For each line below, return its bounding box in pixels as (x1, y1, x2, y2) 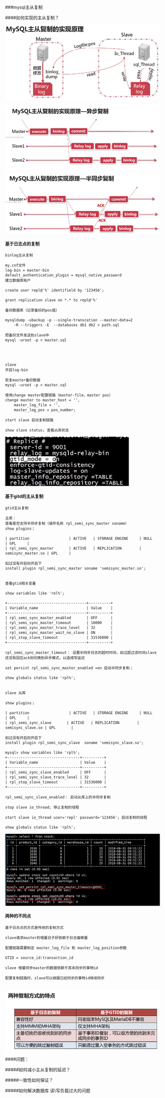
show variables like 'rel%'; (5, 591, 65, 596)
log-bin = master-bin (5, 268, 50, 273)
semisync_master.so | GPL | (5, 551, 71, 556)
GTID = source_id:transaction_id (5, 955, 74, 960)
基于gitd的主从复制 (5, 494, 44, 500)
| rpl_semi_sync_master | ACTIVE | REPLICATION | (5, 546, 141, 551)
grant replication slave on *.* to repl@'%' (5, 298, 98, 303)
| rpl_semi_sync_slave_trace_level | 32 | (5, 775, 107, 780)
